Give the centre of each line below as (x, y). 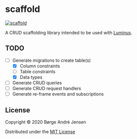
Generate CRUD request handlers (47, 89)
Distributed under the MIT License (40, 132)
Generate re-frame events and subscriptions (58, 94)
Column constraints (40, 66)
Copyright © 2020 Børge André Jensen (46, 122)
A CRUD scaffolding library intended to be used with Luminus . (69, 32)
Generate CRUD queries (37, 83)
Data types (31, 77)
